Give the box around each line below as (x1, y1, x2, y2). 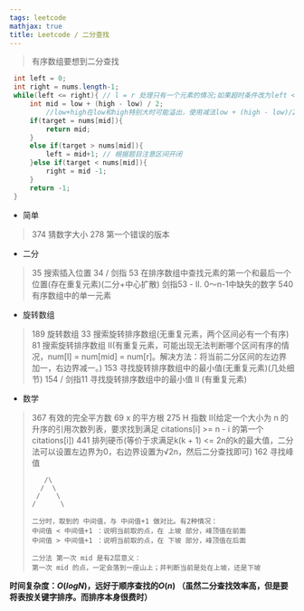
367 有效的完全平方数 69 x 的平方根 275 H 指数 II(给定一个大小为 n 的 (31, 412, 290, 423)
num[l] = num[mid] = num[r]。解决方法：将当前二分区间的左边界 (47, 350, 288, 362)
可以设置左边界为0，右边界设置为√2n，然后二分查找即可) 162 (39, 445, 269, 457)
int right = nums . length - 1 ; (13, 82, 119, 91)
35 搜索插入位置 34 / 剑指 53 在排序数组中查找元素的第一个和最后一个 (31, 267, 292, 278)
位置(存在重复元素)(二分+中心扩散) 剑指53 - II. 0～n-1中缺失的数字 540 (31, 278, 294, 290)
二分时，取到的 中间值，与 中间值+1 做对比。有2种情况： (31, 517, 219, 526)
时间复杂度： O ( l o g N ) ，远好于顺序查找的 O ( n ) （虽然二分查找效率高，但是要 (9, 580, 289, 591)
